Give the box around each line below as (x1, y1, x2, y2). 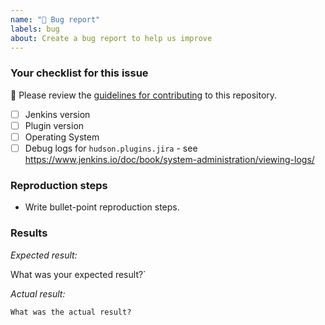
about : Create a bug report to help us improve (10, 33, 213, 43)
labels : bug (10, 24, 60, 34)
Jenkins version (24, 108, 91, 120)
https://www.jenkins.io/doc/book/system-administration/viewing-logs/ (24, 153, 315, 165)
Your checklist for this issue (10, 66, 149, 80)
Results (10, 226, 48, 240)
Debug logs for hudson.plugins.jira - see (24, 142, 198, 154)
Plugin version (24, 119, 85, 131)
